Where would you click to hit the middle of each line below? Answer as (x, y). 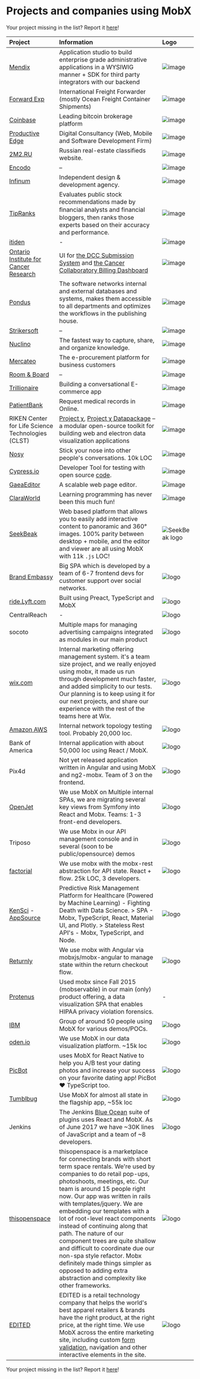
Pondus (20, 302)
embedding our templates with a (104, 1211)
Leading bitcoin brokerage (96, 116)
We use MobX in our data (94, 1038)
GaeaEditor (25, 485)
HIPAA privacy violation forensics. (106, 1012)
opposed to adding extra (93, 1271)
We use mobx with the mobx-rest (106, 863)
